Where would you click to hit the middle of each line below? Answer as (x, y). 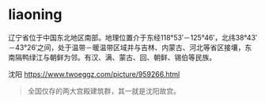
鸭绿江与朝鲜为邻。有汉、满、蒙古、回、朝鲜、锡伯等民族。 (119, 57)
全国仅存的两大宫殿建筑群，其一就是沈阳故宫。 (104, 91)
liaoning (35, 15)
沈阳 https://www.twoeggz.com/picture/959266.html (94, 74)
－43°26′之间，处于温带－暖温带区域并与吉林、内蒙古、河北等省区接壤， (127, 47)
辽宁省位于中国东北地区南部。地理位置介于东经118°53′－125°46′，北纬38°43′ (133, 37)
